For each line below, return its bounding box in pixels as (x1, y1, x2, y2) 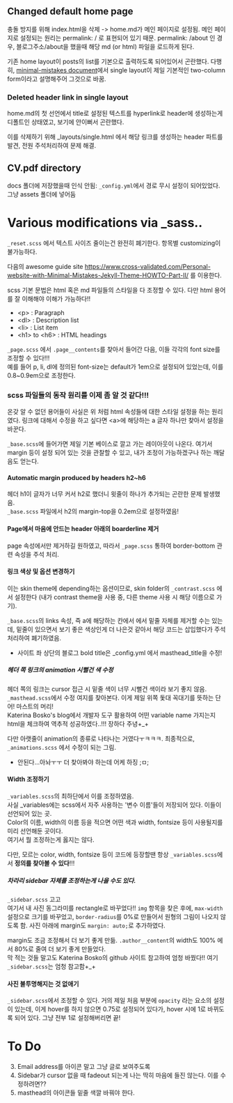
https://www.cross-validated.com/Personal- (84, 262, 211, 270)
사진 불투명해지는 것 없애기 (7, 979, 79, 988)
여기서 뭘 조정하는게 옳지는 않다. (7, 835, 95, 844)
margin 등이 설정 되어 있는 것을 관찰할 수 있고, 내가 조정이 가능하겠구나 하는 (7, 449, 212, 457)
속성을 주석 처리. (14, 550, 59, 558)
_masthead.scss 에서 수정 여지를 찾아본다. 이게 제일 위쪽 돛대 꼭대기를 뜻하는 (7, 693, 214, 702)
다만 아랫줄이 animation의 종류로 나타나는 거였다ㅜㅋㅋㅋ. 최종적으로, (7, 734, 195, 743)
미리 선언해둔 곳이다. (7, 826, 63, 835)
